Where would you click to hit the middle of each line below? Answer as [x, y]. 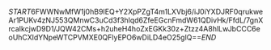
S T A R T [20, 12]
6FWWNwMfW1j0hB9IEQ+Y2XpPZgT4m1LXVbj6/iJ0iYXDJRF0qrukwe [147, 12]
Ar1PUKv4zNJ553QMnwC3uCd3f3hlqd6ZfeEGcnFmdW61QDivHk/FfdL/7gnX [136, 20]
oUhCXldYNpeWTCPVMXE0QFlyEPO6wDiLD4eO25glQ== [105, 37]
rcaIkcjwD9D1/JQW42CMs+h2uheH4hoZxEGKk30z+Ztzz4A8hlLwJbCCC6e [134, 29]
